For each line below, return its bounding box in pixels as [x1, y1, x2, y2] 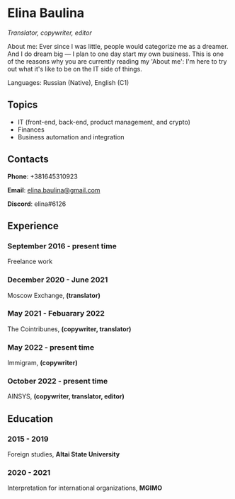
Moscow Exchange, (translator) [7, 291, 101, 299]
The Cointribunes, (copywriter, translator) [7, 324, 132, 333]
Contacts [7, 154, 50, 166]
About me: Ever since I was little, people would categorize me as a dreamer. [7, 42, 229, 50]
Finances [17, 125, 45, 134]
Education [7, 413, 54, 425]
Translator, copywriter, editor [7, 28, 92, 37]
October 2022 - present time [7, 377, 108, 386]
